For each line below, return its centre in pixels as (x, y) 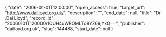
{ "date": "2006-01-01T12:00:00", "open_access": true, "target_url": (75, 7)
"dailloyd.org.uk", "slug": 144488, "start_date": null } (59, 29)
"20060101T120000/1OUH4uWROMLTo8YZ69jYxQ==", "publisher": (75, 23)
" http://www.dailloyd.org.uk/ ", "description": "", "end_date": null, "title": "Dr (83, 13)
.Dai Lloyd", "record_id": (30, 18)
